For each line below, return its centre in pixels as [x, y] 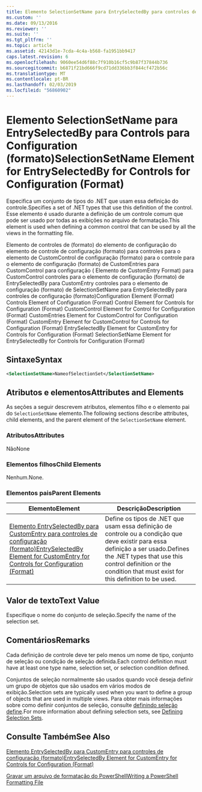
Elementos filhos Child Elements [54, 464]
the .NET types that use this [144, 557]
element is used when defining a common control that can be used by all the [101, 226]
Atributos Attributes [35, 436]
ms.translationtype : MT [36, 74]
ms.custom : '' [24, 17]
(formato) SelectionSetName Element [100, 159]
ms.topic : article [29, 46]
